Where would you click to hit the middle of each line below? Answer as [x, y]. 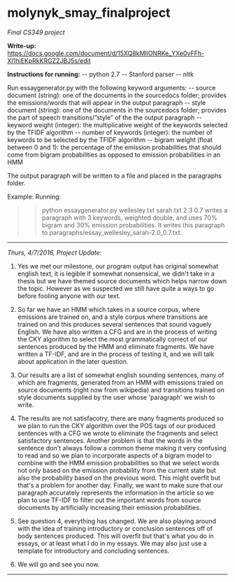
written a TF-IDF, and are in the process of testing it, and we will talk [116, 354]
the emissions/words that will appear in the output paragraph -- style [107, 102]
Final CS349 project [36, 32]
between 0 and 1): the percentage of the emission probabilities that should [114, 147]
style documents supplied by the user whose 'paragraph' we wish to [116, 397]
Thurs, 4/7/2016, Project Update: [55, 253]
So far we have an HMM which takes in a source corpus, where [109, 309]
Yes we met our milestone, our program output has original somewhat [118, 266]
